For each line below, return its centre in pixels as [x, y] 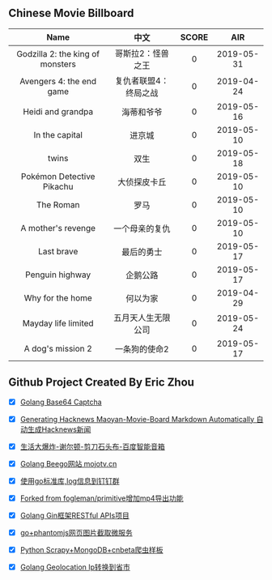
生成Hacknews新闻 [59, 429]
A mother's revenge [58, 228]
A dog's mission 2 [58, 348]
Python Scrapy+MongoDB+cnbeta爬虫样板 [91, 550]
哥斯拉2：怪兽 [142, 53]
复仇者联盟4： [142, 80]
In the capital [58, 134]
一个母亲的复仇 [142, 228]
